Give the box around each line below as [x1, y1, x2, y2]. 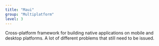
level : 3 [5, 16, 23, 21]
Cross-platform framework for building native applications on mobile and [5, 30, 154, 36]
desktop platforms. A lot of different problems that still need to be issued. [5, 35, 155, 41]
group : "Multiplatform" [5, 12, 54, 17]
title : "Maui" [5, 7, 35, 12]
